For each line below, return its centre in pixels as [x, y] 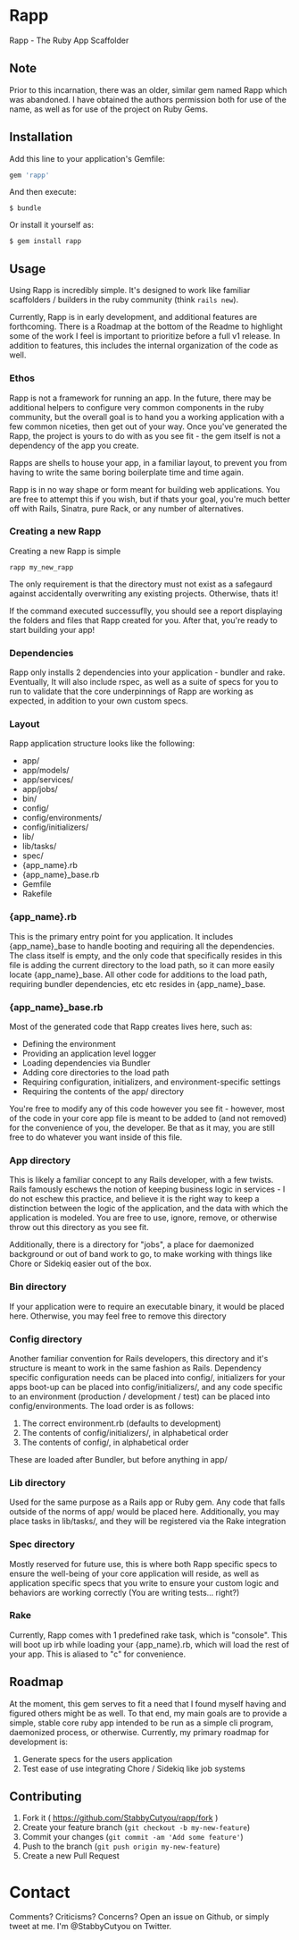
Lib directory [37, 1482]
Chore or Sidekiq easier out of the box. [80, 1264]
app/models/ [46, 771]
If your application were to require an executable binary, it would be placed [147, 1306]
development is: [39, 1742]
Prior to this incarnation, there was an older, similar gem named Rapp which [148, 89]
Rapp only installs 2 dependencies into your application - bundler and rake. [147, 672]
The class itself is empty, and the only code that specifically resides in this [146, 955]
